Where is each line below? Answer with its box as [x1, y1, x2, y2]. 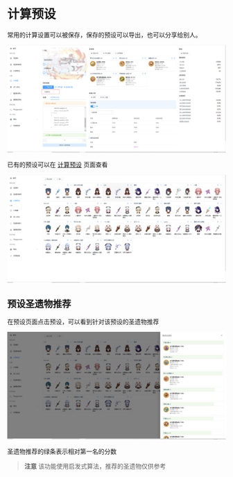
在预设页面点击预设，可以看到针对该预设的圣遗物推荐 [7, 317, 159, 326]
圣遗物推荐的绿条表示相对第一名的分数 [7, 447, 116, 455]
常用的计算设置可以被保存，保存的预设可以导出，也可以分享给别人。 [7, 31, 202, 39]
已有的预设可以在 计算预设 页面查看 [7, 160, 108, 169]
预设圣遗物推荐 [7, 298, 71, 310]
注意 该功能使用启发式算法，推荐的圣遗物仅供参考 [24, 462, 166, 471]
